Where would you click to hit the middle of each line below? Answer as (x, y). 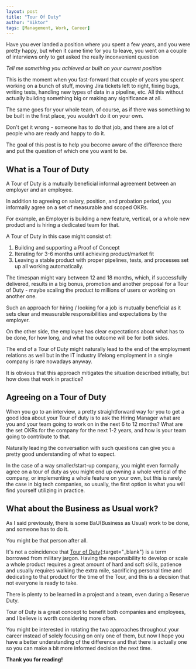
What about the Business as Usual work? (82, 509)
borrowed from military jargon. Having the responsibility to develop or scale (97, 558)
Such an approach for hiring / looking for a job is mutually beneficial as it (94, 308)
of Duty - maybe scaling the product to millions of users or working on (91, 290)
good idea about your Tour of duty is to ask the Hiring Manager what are (93, 418)
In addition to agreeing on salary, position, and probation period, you (89, 201)
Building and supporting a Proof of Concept (67, 248)
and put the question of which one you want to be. (67, 151)
